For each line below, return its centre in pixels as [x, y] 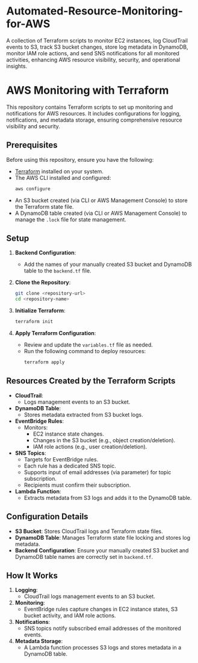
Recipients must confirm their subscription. [77, 485]
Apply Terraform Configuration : [55, 333]
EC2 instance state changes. [68, 434]
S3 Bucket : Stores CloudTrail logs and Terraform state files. [89, 531]
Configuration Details [47, 517]
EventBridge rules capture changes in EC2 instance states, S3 [101, 609]
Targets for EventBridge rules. [61, 459]
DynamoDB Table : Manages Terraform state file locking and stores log [103, 537]
